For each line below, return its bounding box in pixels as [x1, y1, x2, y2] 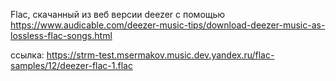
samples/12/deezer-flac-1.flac [10, 60, 133, 71]
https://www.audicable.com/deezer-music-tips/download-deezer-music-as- [10, 19, 326, 31]
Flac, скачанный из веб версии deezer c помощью [10, 9, 226, 20]
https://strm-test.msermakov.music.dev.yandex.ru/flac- [46, 49, 275, 61]
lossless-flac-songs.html [10, 30, 113, 41]
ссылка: [10, 49, 45, 61]
